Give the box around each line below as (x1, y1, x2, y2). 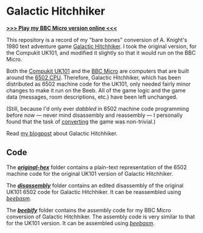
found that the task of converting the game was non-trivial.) (6, 117, 156, 125)
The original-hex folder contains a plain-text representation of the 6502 (6, 163, 187, 171)
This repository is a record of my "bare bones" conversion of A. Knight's (6, 36, 187, 43)
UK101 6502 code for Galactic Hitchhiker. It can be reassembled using (6, 188, 181, 195)
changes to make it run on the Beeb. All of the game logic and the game (6, 86, 186, 94)
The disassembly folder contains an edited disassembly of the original (6, 181, 184, 189)
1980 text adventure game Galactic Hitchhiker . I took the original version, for (6, 43, 197, 50)
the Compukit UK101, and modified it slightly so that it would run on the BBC (6, 49, 196, 56)
